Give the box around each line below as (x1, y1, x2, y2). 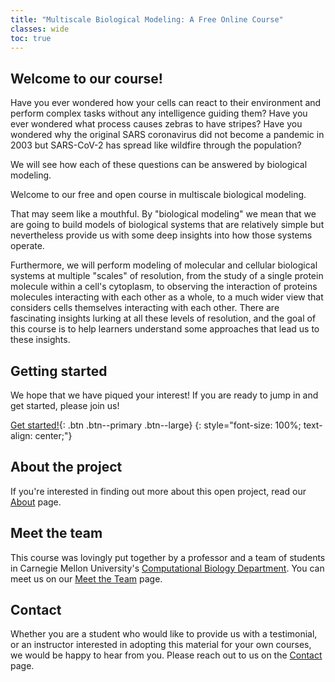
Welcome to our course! (10, 70, 163, 87)
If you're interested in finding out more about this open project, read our (10, 485, 307, 497)
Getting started (10, 362, 108, 380)
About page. (10, 496, 62, 508)
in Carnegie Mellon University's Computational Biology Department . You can (10, 562, 325, 574)
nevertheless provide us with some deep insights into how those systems (10, 229, 313, 241)
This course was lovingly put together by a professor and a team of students (10, 551, 326, 563)
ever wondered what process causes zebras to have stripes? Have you (10, 118, 303, 130)
